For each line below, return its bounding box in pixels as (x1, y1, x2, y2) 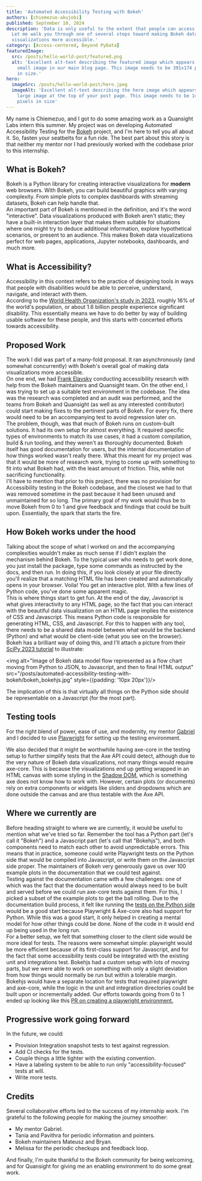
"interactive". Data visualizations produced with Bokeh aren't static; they (6, 212, 185, 220)
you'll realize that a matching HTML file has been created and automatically (6, 575, 194, 582)
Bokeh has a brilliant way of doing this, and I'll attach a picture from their (6, 639, 186, 646)
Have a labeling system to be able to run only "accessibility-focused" (14, 1061, 186, 1068)
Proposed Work (6, 340, 66, 350)
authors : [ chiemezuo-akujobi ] (6, 14, 82, 20)
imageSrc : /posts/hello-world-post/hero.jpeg (11, 82, 128, 88)
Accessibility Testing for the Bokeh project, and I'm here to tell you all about (6, 128, 194, 135)
